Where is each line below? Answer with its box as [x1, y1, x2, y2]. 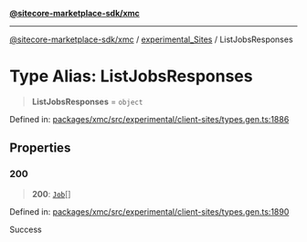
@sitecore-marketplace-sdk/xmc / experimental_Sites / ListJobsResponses [9, 34, 294, 45]
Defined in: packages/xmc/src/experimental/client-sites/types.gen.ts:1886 [9, 113, 290, 124]
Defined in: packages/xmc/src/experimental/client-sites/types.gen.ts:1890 [9, 205, 290, 217]
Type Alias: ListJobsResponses [9, 66, 253, 87]
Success [9, 224, 43, 235]
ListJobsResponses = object [31, 96, 143, 107]
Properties [9, 141, 71, 156]
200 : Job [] [31, 188, 71, 199]
